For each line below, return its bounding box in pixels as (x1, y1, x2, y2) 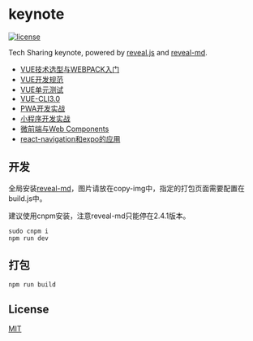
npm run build (8, 280, 57, 289)
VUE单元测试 (19, 85, 64, 94)
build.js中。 (8, 193, 47, 203)
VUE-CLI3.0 (19, 94, 61, 103)
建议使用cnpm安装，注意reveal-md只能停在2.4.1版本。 (8, 211, 191, 221)
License (8, 302, 49, 316)
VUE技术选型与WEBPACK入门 (19, 64, 120, 74)
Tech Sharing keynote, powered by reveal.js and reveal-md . (8, 47, 208, 57)
